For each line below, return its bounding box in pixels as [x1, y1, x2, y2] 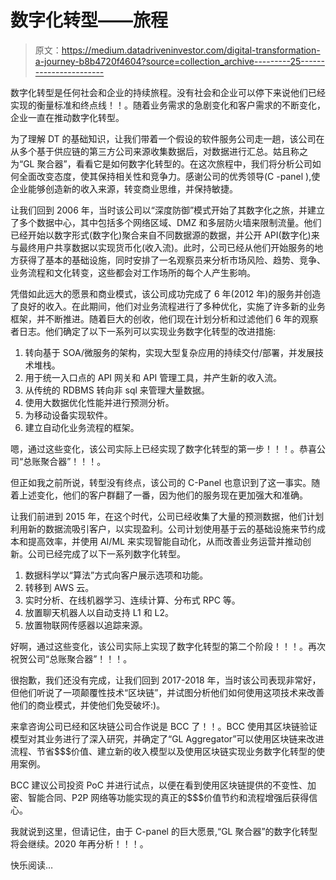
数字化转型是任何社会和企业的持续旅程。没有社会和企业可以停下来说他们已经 [10, 86, 326, 98]
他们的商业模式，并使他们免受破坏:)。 [10, 699, 166, 711]
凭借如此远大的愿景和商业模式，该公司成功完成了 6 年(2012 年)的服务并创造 [10, 287, 322, 300]
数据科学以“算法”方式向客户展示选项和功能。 [24, 569, 209, 581]
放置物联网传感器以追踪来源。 [24, 619, 148, 631]
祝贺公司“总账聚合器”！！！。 [10, 652, 133, 665]
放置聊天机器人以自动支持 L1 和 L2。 [24, 606, 175, 618]
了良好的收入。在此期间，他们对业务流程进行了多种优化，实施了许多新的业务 [10, 300, 326, 312]
